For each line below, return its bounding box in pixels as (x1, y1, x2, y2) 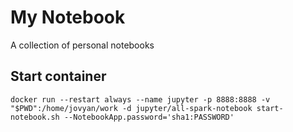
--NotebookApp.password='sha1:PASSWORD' (63, 112, 235, 122)
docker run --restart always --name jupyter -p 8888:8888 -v (10, 94, 271, 105)
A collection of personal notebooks (10, 39, 155, 51)
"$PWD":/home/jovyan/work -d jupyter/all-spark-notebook (10, 103, 253, 113)
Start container (10, 68, 107, 85)
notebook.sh (10, 112, 60, 122)
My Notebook (10, 6, 126, 29)
